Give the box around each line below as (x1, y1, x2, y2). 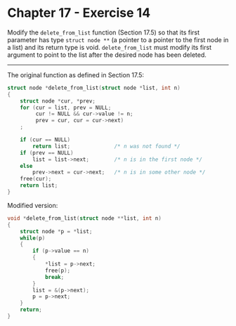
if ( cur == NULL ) (20, 136, 71, 143)
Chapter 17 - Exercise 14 (7, 5, 151, 21)
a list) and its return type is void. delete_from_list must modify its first (7, 43, 212, 51)
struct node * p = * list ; (20, 228, 93, 235)
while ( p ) (20, 234, 46, 242)
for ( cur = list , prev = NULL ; (20, 104, 112, 111)
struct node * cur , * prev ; (20, 97, 96, 105)
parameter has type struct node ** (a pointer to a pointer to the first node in (7, 35, 229, 44)
